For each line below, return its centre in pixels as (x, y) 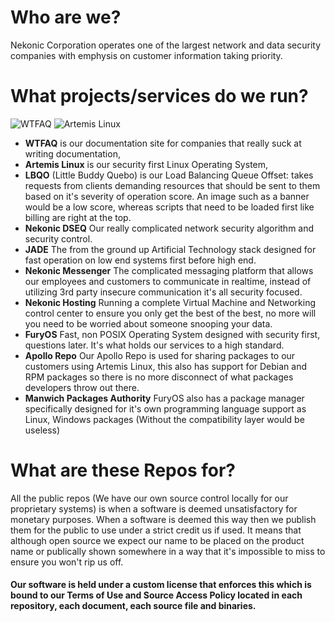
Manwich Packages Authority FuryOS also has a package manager (164, 398)
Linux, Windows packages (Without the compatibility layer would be (164, 419)
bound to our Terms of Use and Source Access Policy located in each (156, 595)
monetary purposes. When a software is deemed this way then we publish (163, 519)
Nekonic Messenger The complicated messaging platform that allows (169, 270)
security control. (58, 238)
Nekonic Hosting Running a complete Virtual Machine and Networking (170, 302)
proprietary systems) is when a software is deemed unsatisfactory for (154, 508)
